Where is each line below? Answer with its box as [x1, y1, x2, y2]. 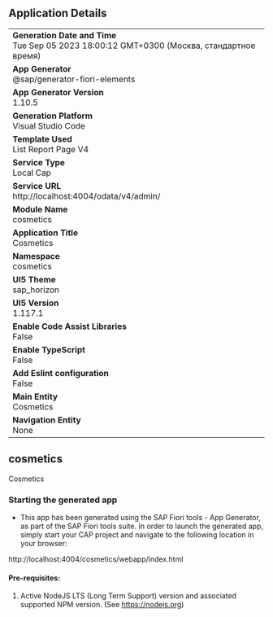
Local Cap [12, 167, 51, 178]
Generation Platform [12, 110, 93, 121]
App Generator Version [12, 86, 104, 98]
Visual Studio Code [12, 120, 85, 131]
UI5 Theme [12, 273, 57, 285]
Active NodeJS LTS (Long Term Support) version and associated [19, 591, 237, 601]
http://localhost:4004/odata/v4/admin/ [12, 190, 161, 202]
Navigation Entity [12, 414, 81, 426]
